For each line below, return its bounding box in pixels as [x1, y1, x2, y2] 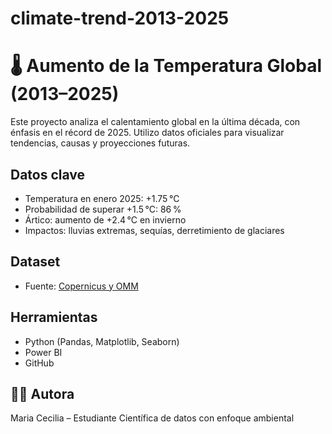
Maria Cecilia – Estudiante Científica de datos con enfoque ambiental [10, 412, 295, 424]
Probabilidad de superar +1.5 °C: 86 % [24, 203, 182, 215]
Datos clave [10, 166, 86, 183]
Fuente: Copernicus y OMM [24, 280, 139, 292]
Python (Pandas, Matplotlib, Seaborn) [24, 335, 180, 347]
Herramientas [10, 309, 98, 326]
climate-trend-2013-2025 [10, 7, 230, 30]
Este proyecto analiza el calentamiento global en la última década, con [10, 116, 301, 128]
